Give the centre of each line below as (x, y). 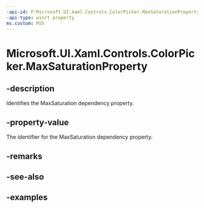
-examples (27, 197)
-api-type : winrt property (40, 18)
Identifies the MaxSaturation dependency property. (70, 103)
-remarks (24, 156)
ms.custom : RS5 (25, 23)
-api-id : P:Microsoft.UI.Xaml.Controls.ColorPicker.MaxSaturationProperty (103, 12)
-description (30, 88)
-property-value (38, 122)
